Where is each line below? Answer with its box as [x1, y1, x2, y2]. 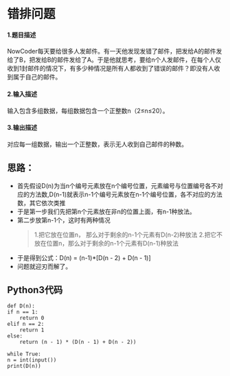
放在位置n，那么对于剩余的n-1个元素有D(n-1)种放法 [34, 239, 179, 247]
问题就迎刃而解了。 [16, 262, 72, 270]
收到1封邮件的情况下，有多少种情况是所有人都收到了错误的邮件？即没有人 [7, 64, 214, 73]
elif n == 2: [7, 320, 45, 328]
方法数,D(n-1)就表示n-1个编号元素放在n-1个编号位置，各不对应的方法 [29, 190, 223, 198]
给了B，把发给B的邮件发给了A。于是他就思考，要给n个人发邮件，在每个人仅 [7, 56, 222, 64]
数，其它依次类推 [16, 198, 66, 207]
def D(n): [7, 303, 36, 309]
